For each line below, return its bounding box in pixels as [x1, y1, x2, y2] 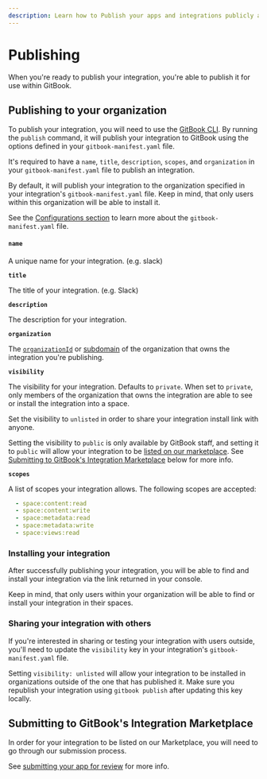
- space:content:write [15, 506, 91, 515]
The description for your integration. [8, 315, 127, 324]
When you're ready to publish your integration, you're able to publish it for [8, 72, 250, 82]
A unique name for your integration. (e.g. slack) [8, 256, 163, 265]
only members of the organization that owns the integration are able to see [8, 390, 253, 400]
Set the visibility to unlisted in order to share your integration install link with [8, 414, 259, 424]
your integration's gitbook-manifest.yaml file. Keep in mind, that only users [8, 189, 254, 199]
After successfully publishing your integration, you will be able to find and [8, 566, 250, 576]
